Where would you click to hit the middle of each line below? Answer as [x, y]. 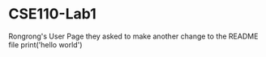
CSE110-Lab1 [53, 14]
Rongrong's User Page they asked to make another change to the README [133, 36]
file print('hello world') [45, 44]
